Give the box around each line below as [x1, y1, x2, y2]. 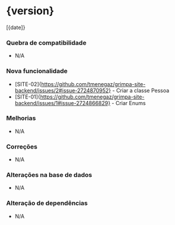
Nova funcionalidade [6, 67, 68, 75]
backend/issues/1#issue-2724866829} [14, 99, 111, 106]
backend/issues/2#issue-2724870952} [14, 87, 111, 94]
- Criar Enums [111, 99, 146, 106]
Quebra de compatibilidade [6, 39, 87, 47]
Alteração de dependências [6, 199, 88, 207]
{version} [6, 4, 55, 18]
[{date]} [6, 24, 26, 31]
